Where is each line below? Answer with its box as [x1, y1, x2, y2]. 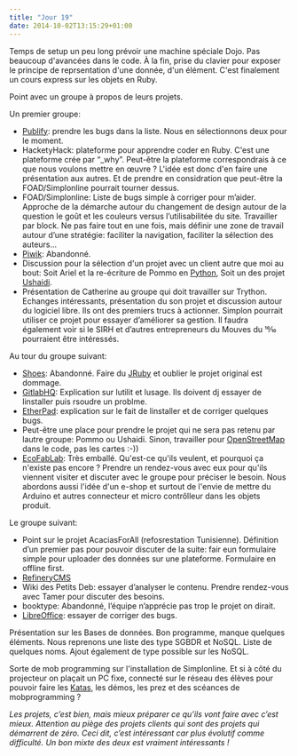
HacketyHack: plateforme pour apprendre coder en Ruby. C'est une [21, 144, 270, 155]
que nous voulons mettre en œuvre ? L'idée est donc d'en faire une [21, 163, 268, 174]
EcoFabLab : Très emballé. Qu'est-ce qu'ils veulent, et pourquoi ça [21, 452, 264, 463]
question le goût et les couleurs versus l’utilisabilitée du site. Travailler [21, 211, 278, 221]
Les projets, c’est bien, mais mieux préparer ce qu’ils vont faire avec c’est [9, 708, 279, 720]
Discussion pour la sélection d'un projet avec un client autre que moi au [21, 258, 284, 268]
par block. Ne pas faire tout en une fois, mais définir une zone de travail [21, 219, 284, 231]
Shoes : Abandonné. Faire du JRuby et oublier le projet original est [21, 368, 263, 378]
